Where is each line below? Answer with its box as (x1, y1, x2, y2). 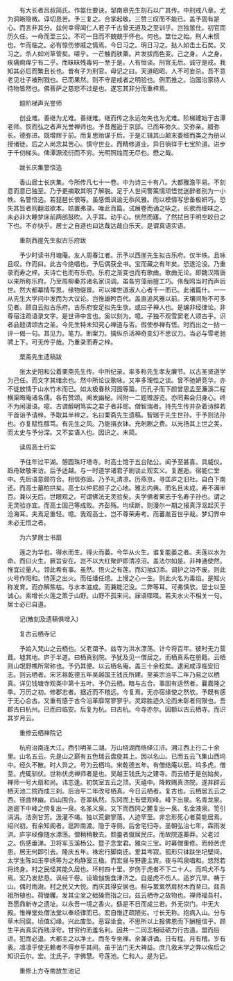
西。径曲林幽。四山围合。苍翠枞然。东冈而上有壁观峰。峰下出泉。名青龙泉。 (7, 795, 226, 804)
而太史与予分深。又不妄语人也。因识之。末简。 (7, 428, 141, 436)
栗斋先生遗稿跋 (19, 353, 62, 361)
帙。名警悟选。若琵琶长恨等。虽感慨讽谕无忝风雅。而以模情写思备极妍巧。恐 (7, 195, 226, 204)
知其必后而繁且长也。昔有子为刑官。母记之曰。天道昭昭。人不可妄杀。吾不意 (7, 67, 226, 75)
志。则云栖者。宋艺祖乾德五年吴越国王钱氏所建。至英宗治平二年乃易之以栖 (7, 670, 220, 679)
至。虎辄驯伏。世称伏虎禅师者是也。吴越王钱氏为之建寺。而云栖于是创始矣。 (7, 770, 226, 777)
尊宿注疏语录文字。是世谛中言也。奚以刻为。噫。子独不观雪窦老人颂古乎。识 (7, 312, 226, 320)
